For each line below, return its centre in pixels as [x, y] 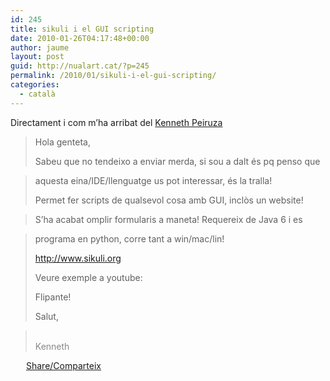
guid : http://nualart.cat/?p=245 [80, 66]
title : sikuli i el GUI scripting [82, 29]
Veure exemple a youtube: [88, 277]
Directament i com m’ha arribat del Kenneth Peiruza [116, 122]
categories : [35, 85]
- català [37, 94]
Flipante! [53, 297]
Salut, [46, 316]
